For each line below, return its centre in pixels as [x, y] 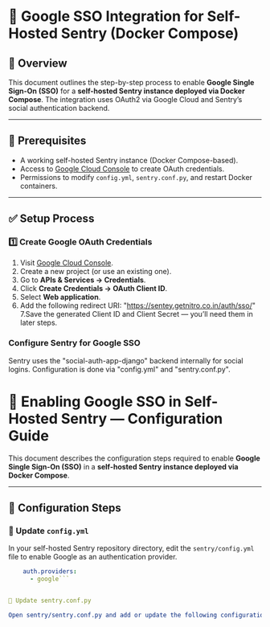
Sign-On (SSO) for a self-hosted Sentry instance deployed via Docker [127, 91]
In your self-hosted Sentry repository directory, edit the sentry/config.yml [131, 548]
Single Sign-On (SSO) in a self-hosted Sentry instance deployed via [123, 466]
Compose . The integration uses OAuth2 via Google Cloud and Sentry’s [125, 99]
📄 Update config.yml [49, 531]
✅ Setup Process [51, 219]
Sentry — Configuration [142, 418]
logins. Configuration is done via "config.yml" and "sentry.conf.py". [119, 369]
